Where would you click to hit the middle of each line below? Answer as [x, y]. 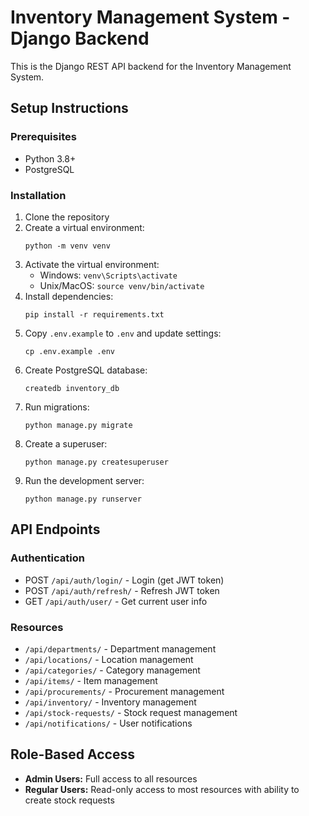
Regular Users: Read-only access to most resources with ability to [162, 789]
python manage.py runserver [83, 499]
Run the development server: [84, 480]
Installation [38, 195]
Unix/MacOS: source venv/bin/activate [122, 285]
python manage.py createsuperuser [96, 462]
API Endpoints [55, 529]
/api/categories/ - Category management [112, 670]
